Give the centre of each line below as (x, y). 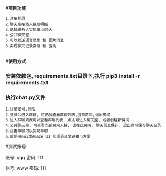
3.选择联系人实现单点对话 (29, 30)
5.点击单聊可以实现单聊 (27, 131)
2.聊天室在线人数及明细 (27, 24)
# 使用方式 (16, 61)
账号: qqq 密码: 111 (24, 158)
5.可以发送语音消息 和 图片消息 (35, 40)
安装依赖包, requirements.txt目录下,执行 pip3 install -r (73, 76)
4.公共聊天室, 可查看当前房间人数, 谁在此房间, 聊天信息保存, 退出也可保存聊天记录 (83, 126)
